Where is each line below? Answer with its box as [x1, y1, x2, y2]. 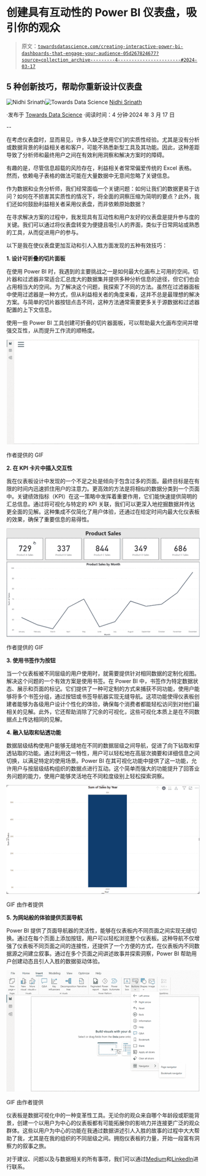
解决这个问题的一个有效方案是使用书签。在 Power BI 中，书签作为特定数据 [6, 678, 193, 685]
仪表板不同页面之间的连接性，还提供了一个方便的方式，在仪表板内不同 [17, 942, 194, 949]
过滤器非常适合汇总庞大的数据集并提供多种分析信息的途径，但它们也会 [22, 275, 200, 283]
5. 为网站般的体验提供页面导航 [6, 914, 83, 921]
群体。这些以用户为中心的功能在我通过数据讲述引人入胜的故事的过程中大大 [6, 1126, 194, 1134]
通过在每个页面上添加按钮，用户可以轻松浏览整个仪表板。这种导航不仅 [17, 934, 194, 942]
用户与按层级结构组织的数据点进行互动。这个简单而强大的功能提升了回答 [11, 765, 194, 773]
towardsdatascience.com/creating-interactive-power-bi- [37, 44, 184, 50]
